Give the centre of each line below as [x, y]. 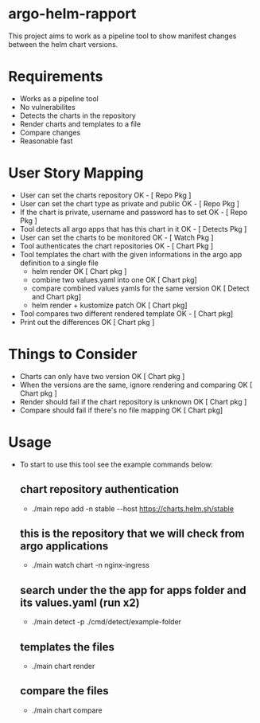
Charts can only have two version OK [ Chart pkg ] [102, 376]
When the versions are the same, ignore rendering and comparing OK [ [136, 385]
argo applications [64, 546]
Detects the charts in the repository [78, 115]
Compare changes [50, 132]
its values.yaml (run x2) [80, 602]
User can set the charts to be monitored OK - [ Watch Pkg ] [116, 237]
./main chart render [63, 666]
